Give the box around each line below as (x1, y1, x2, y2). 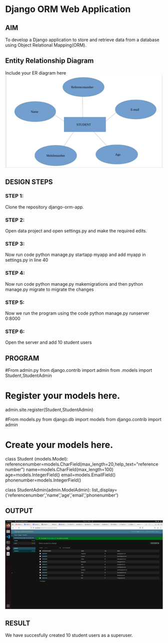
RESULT (5, 619, 30, 627)
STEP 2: (5, 217, 25, 224)
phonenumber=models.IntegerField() (5, 477, 81, 483)
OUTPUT (5, 507, 33, 515)
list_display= (91, 487, 117, 493)
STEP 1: (5, 192, 24, 199)
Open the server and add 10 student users (5, 339, 92, 345)
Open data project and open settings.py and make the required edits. (5, 228, 147, 234)
